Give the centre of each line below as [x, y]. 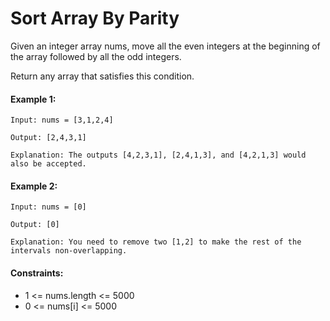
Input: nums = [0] [48, 207]
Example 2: [34, 186]
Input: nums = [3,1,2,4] [62, 120]
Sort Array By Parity [95, 18]
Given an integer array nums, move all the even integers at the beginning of [165, 46]
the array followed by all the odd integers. [96, 56]
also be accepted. [48, 164]
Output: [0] [35, 225]
